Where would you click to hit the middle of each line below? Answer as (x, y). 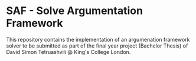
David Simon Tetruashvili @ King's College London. (68, 52)
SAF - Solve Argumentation (75, 11)
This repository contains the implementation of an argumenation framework (98, 39)
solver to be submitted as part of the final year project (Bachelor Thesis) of (97, 46)
